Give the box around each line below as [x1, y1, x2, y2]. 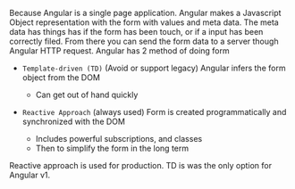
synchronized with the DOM [21, 116, 125, 127]
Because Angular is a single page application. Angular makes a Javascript [9, 8, 282, 18]
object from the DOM [21, 72, 101, 83]
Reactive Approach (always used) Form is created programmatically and [21, 107, 287, 117]
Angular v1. [9, 169, 51, 180]
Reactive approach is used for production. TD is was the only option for [9, 160, 273, 170]
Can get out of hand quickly [35, 89, 139, 100]
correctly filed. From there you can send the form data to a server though [9, 36, 279, 46]
